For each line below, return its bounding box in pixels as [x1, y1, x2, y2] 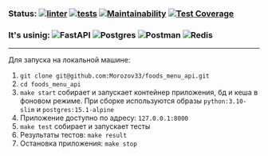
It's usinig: [8, 29, 50, 40]
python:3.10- [203, 98, 247, 106]
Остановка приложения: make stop [19, 138, 137, 148]
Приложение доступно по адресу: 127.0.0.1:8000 [19, 113, 189, 123]
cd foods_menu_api [19, 81, 81, 89]
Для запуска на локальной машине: [8, 55, 131, 65]
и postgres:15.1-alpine [36, 105, 114, 114]
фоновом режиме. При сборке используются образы [19, 96, 202, 106]
